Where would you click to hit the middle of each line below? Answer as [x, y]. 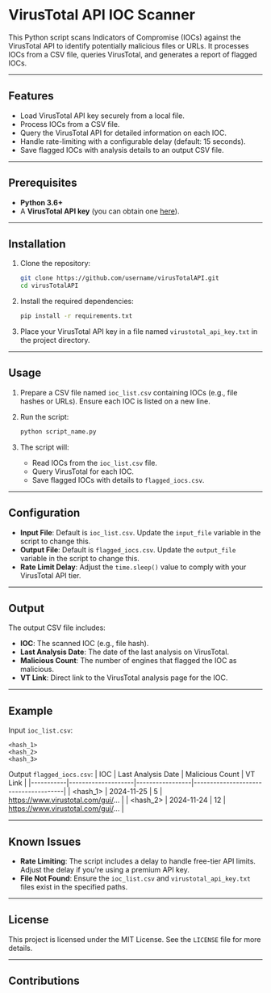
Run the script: [44, 416]
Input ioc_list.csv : [41, 730]
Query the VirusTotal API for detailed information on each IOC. [123, 133]
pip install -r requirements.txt [76, 316]
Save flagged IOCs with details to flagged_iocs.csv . [118, 480]
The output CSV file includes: [57, 627]
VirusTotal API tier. [50, 575]
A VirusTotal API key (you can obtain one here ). [100, 211]
